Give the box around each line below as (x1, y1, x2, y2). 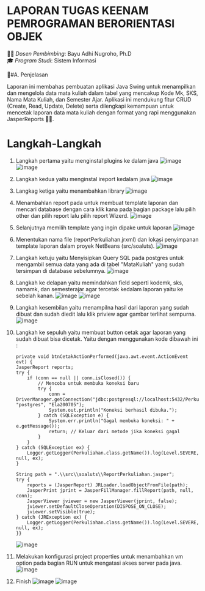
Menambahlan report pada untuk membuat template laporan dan (15, 199, 179, 206)
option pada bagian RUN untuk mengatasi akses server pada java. (15, 559, 182, 567)
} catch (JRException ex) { (15, 514, 87, 520)
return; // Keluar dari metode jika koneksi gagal (48, 428, 181, 434)
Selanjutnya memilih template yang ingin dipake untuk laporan (15, 224, 172, 231)
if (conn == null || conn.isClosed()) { (27, 374, 131, 381)
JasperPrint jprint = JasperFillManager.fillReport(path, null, (27, 487, 194, 493)
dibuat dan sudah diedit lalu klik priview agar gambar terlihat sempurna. (15, 310, 196, 318)
